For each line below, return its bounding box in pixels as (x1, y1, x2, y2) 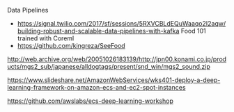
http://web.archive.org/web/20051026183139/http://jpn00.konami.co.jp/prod (7, 55, 227, 63)
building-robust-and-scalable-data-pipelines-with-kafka (17, 27, 180, 35)
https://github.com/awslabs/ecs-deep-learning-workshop (7, 97, 174, 105)
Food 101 (180, 27, 207, 35)
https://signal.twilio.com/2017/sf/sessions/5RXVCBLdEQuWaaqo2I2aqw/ (17, 19, 226, 27)
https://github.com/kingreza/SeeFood (17, 42, 125, 49)
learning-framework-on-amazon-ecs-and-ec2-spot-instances (7, 83, 186, 91)
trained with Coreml (17, 34, 75, 42)
